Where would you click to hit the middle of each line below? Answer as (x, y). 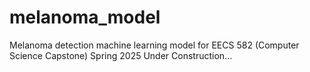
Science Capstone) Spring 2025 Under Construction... (121, 55)
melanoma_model (85, 17)
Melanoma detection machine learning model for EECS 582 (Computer (154, 45)
